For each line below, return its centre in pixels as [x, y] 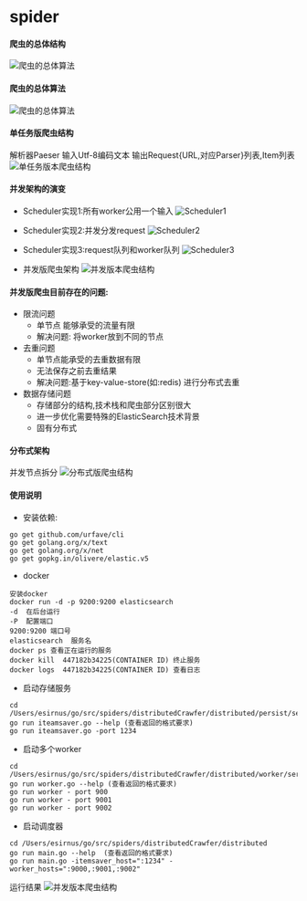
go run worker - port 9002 [61, 808]
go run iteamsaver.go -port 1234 [73, 731]
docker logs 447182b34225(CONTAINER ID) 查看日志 [105, 670]
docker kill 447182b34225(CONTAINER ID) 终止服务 [105, 660]
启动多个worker [52, 749]
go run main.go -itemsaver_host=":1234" [88, 861]
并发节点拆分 [33, 473]
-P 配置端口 [32, 621]
